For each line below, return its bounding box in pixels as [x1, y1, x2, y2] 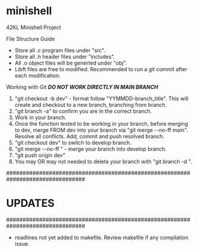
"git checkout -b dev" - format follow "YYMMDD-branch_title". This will [14, 95, 189, 102]
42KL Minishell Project [6, 24, 61, 31]
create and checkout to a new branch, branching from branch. [14, 101, 167, 108]
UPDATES [6, 197, 55, 210]
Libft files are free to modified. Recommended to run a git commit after [14, 65, 188, 72]
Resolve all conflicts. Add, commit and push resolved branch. [14, 132, 165, 140]
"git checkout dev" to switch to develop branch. [14, 139, 132, 146]
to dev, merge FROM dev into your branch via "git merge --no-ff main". [14, 126, 189, 133]
